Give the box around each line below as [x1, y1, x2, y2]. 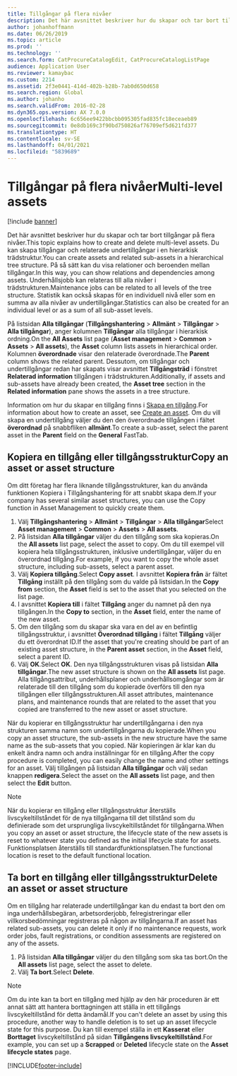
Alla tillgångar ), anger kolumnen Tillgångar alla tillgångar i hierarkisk [7, 326, 208, 336]
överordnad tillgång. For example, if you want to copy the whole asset [17, 555, 219, 563]
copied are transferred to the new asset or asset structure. [17, 704, 188, 714]
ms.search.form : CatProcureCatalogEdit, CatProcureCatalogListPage [7, 57, 210, 64]
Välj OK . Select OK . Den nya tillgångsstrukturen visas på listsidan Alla [17, 660, 219, 668]
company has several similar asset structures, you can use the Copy [7, 496, 206, 504]
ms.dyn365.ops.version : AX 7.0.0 [7, 109, 106, 116]
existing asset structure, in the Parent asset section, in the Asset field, [17, 644, 224, 654]
